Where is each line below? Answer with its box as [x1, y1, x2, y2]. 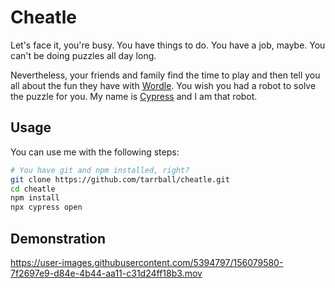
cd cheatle [10, 184, 56, 194]
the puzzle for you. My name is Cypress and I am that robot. [10, 90, 258, 102]
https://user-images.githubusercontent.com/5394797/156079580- [10, 256, 284, 268]
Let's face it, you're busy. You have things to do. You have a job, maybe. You [10, 39, 326, 51]
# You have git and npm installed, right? [10, 165, 190, 175]
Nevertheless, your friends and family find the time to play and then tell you [10, 69, 321, 81]
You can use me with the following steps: [10, 146, 180, 158]
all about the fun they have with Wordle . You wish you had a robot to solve [10, 79, 317, 91]
